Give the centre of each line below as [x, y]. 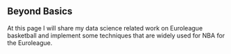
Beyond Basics [40, 11]
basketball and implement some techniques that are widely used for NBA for [116, 35]
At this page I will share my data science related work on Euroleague [105, 28]
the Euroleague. [30, 43]
